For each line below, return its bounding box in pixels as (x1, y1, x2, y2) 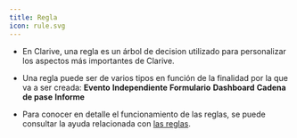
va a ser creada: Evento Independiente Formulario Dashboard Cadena (21, 82, 287, 93)
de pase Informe (21, 91, 85, 102)
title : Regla (9, 12, 58, 22)
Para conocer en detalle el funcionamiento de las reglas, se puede (21, 109, 266, 119)
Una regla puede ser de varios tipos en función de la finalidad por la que (21, 72, 288, 83)
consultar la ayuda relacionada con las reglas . (21, 118, 192, 129)
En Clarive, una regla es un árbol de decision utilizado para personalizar (21, 45, 287, 56)
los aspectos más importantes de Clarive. (21, 55, 176, 66)
